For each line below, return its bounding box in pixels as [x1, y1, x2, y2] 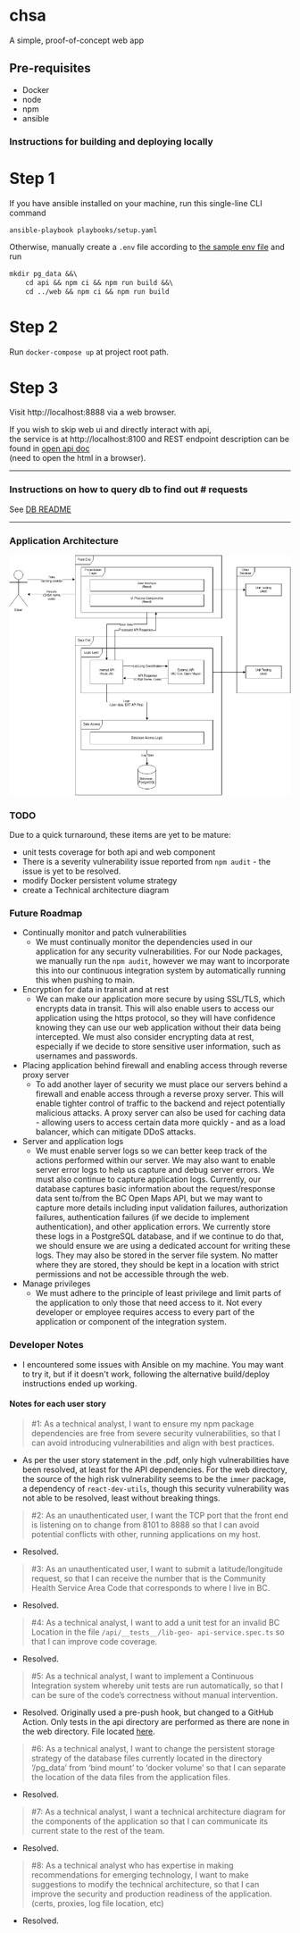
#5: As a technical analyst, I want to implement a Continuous [30, 1670, 254, 1681]
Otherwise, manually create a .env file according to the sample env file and [9, 241, 286, 252]
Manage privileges [21, 1278, 91, 1289]
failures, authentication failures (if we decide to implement [35, 1212, 250, 1223]
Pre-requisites [9, 61, 91, 76]
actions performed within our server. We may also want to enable [35, 1155, 276, 1166]
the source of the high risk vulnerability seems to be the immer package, [21, 1473, 287, 1484]
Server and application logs [21, 1136, 124, 1147]
